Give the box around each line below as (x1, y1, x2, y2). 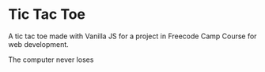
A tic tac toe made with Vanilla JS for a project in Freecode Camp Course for (8, 31, 257, 41)
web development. (8, 39, 69, 49)
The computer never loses (8, 55, 94, 64)
